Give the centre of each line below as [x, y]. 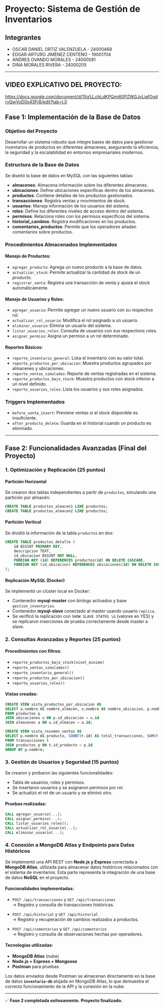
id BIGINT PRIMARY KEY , [38, 546]
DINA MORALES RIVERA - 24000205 [49, 65]
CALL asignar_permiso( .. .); [34, 819]
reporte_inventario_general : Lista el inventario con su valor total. [78, 358]
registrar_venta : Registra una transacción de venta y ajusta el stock [81, 282]
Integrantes [23, 37]
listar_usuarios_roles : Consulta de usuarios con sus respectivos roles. [85, 331]
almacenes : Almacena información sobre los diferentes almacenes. [80, 185]
